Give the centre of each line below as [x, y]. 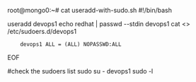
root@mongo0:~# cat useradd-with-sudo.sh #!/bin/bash [90, 10]
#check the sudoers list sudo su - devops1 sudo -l [80, 71]
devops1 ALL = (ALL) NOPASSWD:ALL [71, 45]
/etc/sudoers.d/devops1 [42, 31]
